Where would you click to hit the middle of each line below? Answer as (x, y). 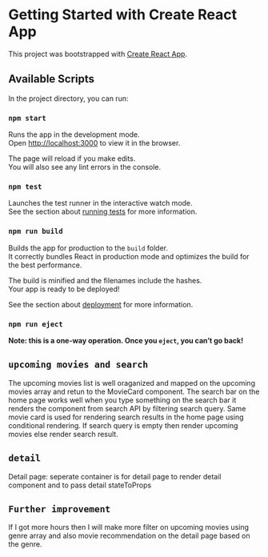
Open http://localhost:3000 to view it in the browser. (94, 143)
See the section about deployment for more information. (101, 304)
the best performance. (45, 265)
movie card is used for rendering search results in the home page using (126, 417)
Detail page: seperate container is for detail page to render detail (115, 476)
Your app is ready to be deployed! (64, 289)
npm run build (36, 231)
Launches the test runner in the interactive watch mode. (101, 203)
